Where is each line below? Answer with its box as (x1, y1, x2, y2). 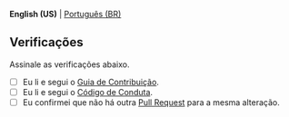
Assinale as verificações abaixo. (9, 59, 130, 70)
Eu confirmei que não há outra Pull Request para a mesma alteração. (22, 96, 280, 108)
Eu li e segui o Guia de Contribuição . (22, 76, 159, 87)
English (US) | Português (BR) (9, 9, 122, 19)
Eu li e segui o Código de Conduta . (22, 86, 153, 97)
